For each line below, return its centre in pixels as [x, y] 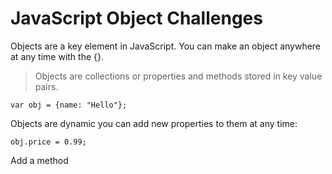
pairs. [46, 86]
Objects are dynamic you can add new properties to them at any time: [154, 123]
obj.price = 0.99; [48, 142]
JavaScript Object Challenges [136, 18]
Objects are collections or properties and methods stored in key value [178, 76]
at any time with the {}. [57, 56]
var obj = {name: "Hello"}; [69, 105]
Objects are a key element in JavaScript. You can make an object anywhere [166, 46]
